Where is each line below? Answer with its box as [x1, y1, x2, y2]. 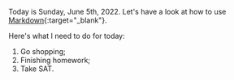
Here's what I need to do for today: [8, 32, 126, 40]
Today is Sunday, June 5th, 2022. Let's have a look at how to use [8, 7, 227, 16]
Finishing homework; [19, 56, 91, 65]
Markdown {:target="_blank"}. [8, 15, 107, 25]
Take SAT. [19, 64, 54, 74]
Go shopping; [19, 47, 67, 56]
